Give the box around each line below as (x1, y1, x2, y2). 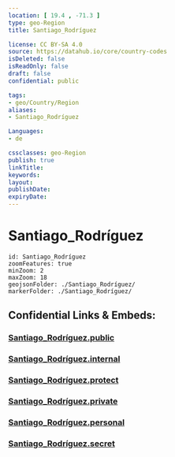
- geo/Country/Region (8, 98, 80, 106)
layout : (8, 178, 34, 186)
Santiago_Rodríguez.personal (8, 417, 125, 428)
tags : (8, 91, 26, 99)
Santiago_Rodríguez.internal (8, 354, 121, 365)
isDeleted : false (8, 55, 65, 63)
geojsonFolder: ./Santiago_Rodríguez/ (8, 281, 136, 288)
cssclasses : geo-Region (8, 149, 87, 157)
